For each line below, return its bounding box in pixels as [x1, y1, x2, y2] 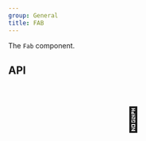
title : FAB [8, 19, 44, 27]
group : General [8, 11, 59, 20]
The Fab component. [8, 40, 75, 50]
